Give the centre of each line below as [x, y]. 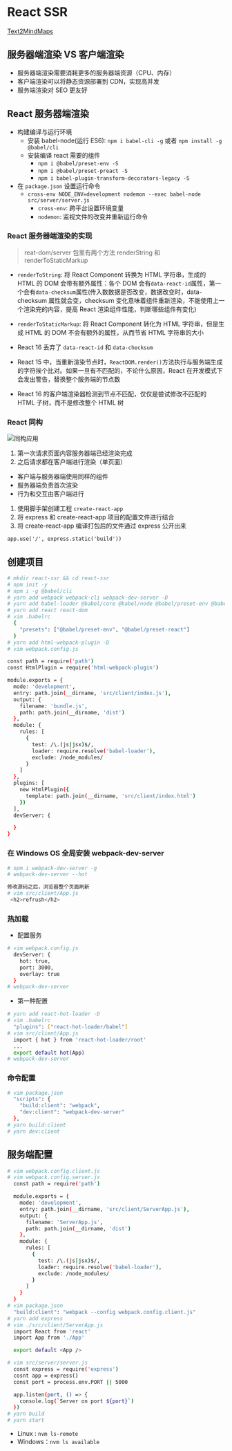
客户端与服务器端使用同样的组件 [62, 477]
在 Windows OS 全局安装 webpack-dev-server [86, 853]
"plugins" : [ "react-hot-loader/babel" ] [71, 1027]
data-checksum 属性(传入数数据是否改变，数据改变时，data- [119, 292]
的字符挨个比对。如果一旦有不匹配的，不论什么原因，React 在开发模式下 [120, 370]
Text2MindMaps [30, 31]
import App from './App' [49, 1338]
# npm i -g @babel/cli [40, 591]
